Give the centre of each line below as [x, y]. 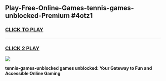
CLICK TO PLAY [24, 30]
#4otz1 [82, 16]
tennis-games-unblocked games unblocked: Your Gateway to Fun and [79, 68]
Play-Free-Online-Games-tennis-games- [70, 8]
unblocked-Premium [38, 16]
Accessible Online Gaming [33, 73]
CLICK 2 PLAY [22, 48]
